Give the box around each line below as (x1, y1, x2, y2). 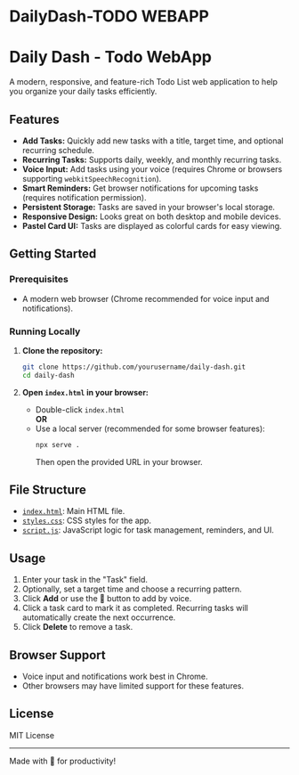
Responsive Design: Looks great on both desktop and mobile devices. (21, 211, 282, 222)
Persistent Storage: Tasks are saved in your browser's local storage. (21, 201, 276, 212)
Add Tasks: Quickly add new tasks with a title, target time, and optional (21, 135, 284, 146)
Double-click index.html (35, 404, 125, 415)
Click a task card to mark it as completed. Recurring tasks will (21, 603, 249, 614)
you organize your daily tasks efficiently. (9, 86, 158, 97)
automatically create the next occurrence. (21, 612, 176, 623)
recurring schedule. (21, 144, 95, 155)
